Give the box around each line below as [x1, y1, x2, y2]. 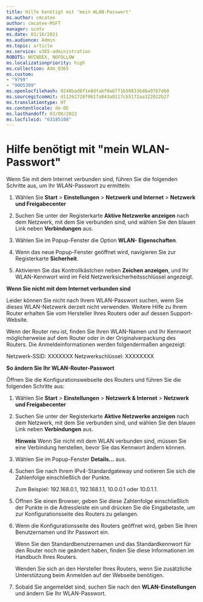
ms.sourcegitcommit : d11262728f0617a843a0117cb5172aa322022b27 [6, 94, 170, 100]
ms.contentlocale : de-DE [6, 105, 69, 111]
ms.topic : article [6, 43, 53, 49]
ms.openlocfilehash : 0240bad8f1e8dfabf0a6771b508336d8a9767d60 [6, 88, 170, 94]
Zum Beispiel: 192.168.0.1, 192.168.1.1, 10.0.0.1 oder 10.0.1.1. [15, 486, 158, 493]
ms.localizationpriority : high [6, 60, 85, 66]
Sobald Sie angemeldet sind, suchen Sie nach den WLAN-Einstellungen [15, 583, 196, 590]
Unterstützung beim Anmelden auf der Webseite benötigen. [15, 572, 164, 579]
